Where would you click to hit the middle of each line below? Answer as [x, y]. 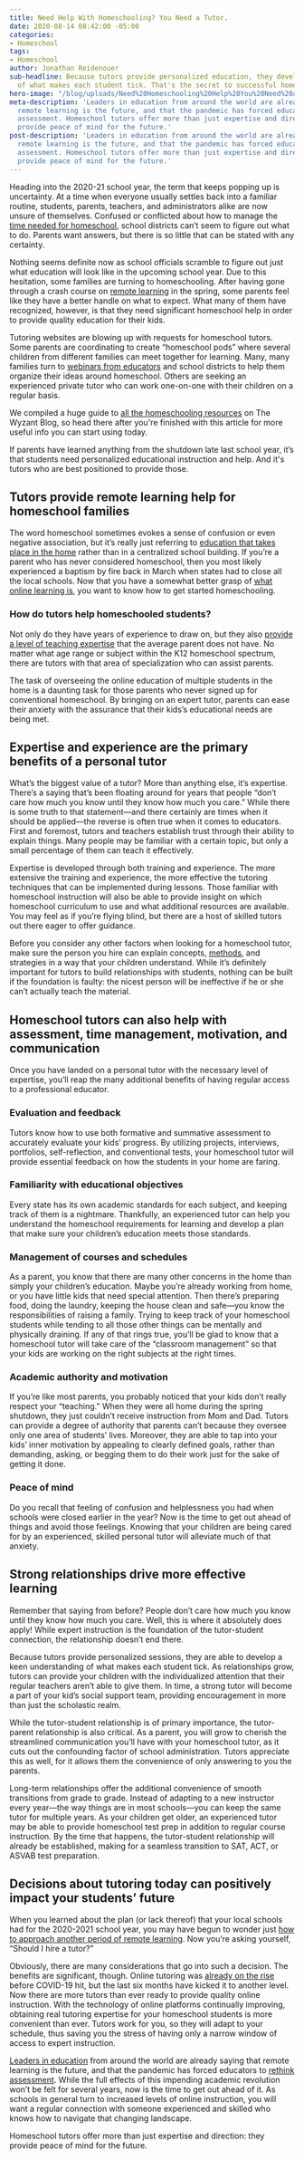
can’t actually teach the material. [70, 992]
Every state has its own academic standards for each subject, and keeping [148, 1205]
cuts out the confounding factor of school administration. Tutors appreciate [149, 1751]
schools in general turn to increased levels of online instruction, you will [143, 2099]
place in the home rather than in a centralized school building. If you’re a [144, 552]
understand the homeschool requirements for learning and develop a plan [147, 1224]
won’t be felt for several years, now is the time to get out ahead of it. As [142, 2089]
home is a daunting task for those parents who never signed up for [133, 690]
